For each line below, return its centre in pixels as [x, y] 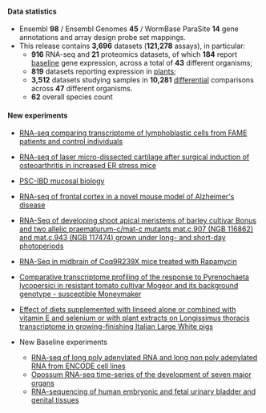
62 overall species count [72, 97]
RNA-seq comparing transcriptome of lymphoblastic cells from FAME [133, 133]
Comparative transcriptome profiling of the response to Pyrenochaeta [134, 277]
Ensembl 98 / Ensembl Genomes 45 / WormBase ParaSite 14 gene [129, 29]
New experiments [38, 115]
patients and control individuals [71, 142]
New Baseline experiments [63, 342]
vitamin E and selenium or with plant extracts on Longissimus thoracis [134, 318]
